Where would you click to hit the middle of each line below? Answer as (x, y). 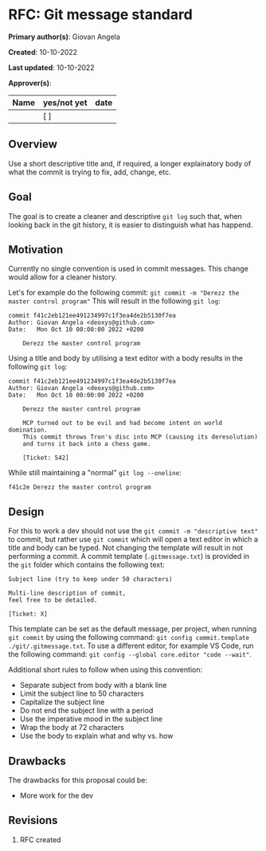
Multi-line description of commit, (67, 593)
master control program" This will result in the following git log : (114, 301)
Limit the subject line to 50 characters (82, 693)
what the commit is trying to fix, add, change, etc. (90, 172)
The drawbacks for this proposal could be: (78, 780)
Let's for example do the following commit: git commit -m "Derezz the (124, 293)
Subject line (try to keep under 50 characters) (90, 580)
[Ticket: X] (28, 615)
